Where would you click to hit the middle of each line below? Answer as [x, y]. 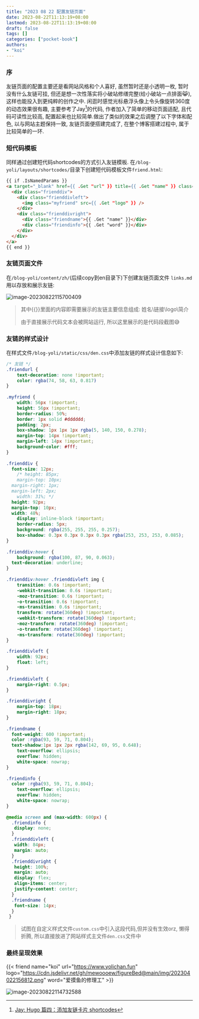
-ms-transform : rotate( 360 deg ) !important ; [71, 635]
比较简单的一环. [25, 131]
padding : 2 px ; [34, 425]
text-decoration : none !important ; [61, 375]
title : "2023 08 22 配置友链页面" [46, 12]
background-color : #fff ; [47, 447]
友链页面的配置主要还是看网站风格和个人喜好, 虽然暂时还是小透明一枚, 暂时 [97, 86]
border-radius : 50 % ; [42, 414]
